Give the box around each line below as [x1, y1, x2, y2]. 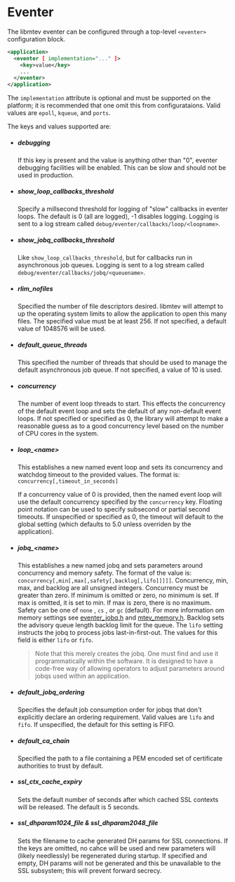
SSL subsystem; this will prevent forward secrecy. [17, 866, 162, 874]
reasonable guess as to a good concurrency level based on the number [17, 422, 224, 430]
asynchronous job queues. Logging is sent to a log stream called [17, 261, 205, 269]
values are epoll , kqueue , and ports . [7, 109, 111, 117]
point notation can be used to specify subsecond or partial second [17, 505, 210, 513]
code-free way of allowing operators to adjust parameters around [34, 664, 224, 672]
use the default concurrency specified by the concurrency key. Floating [17, 497, 222, 506]
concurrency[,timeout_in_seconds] [17, 478, 119, 485]
